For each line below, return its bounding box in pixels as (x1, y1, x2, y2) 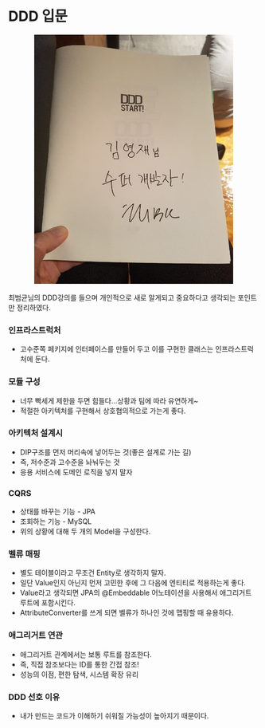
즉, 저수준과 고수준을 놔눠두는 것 (19, 457, 120, 466)
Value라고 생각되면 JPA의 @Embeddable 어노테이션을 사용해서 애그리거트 (19, 588, 252, 598)
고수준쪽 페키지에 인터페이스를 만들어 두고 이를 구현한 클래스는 (19, 344, 213, 354)
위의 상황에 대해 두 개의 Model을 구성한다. (19, 527, 151, 537)
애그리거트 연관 (8, 630, 64, 641)
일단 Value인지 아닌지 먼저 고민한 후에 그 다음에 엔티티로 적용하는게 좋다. (19, 578, 247, 588)
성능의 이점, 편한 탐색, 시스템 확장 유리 (19, 669, 139, 679)
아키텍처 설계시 (8, 427, 64, 439)
